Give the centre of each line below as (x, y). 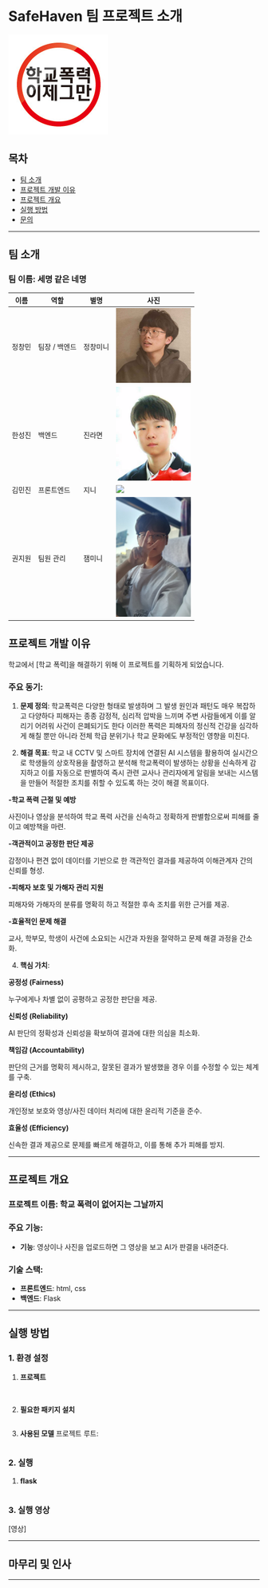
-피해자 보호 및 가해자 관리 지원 (56, 887)
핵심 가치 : (35, 966)
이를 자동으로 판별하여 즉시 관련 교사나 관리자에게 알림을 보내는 (139, 773)
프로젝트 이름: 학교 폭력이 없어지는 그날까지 (86, 1204)
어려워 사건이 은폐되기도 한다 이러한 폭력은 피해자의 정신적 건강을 (136, 726)
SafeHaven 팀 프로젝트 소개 (96, 16)
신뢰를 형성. (27, 871)
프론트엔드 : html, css (53, 1288)
